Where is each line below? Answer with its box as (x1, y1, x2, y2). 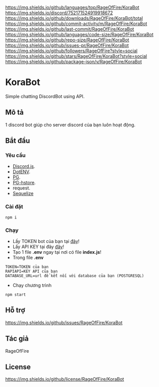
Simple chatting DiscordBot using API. (5, 93, 85, 99)
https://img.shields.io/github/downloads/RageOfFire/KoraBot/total (5, 15, 143, 21)
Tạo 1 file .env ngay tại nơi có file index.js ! (12, 249, 102, 255)
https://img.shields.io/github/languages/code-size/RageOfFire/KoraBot (5, 32, 154, 37)
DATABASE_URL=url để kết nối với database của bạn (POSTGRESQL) (5, 273, 144, 279)
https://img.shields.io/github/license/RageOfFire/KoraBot (5, 376, 124, 382)
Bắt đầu (5, 136, 30, 145)
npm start (5, 292, 26, 298)
